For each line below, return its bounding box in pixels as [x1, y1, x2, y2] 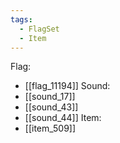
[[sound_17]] [24, 91, 76, 103]
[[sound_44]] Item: [24, 112, 102, 124]
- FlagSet [19, 24, 60, 34]
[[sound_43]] [24, 101, 79, 113]
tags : [10, 14, 33, 25]
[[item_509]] [24, 122, 77, 135]
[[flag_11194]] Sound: [24, 80, 111, 92]
